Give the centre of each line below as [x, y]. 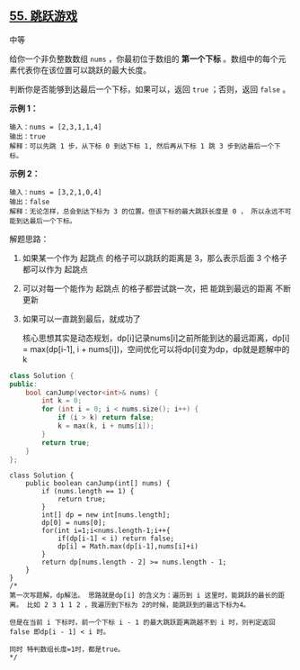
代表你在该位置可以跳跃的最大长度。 [84, 69]
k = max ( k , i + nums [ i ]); [106, 426]
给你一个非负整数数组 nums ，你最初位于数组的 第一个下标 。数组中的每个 [144, 59]
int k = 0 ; [62, 401]
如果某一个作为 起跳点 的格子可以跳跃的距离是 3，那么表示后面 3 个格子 [154, 258]
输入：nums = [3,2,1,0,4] [56, 192]
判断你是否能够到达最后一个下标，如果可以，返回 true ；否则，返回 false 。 [150, 89]
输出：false [30, 202]
